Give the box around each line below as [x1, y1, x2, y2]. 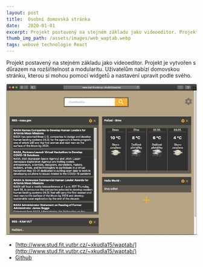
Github [14, 254, 32, 262]
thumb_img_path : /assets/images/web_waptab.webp [6, 35, 131, 42]
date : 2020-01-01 [6, 22, 56, 28]
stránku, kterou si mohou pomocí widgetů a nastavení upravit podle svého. [6, 72, 192, 79]
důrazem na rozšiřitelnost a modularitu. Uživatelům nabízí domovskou [6, 65, 180, 73]
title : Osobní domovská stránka [6, 16, 91, 22]
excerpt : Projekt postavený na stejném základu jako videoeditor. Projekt [6, 29, 199, 35]
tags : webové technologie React [6, 42, 88, 48]
